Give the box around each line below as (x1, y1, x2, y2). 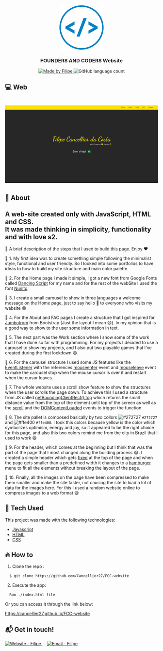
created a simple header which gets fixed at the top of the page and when (5, 455, 153, 460)
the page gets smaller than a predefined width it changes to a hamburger (5, 459, 151, 466)
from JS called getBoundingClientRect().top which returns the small (5, 394, 140, 400)
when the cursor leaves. (5, 374, 53, 381)
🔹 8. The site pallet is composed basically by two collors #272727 (5, 414, 158, 420)
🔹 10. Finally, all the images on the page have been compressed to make (5, 474, 149, 480)
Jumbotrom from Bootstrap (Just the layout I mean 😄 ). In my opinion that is (5, 319, 156, 325)
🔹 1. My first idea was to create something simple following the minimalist (5, 255, 151, 261)
